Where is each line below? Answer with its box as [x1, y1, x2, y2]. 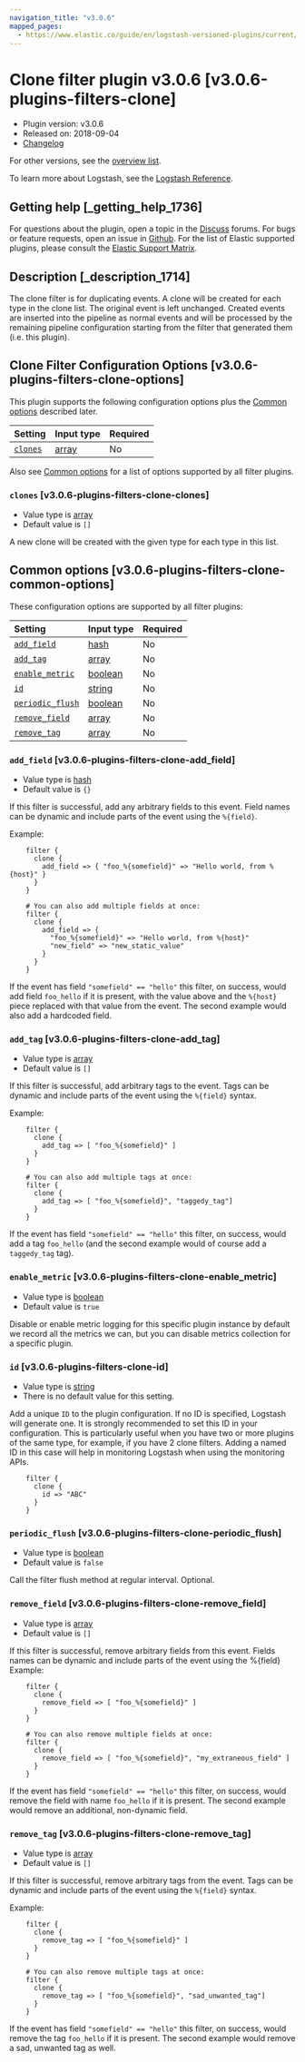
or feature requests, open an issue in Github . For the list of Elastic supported [9, 233, 295, 244]
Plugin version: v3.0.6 [22, 119, 104, 130]
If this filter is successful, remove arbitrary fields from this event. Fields [9, 1645, 276, 1656]
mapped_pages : [9, 22, 64, 31]
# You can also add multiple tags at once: [25, 1173, 193, 1183]
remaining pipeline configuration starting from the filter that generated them [9, 321, 293, 332]
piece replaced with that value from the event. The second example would [9, 1000, 288, 1012]
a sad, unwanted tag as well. [9, 2042, 116, 2053]
